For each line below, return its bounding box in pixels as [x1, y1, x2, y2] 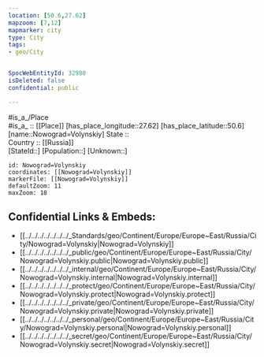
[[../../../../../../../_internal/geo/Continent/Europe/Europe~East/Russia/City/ [19, 265, 257, 274]
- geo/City [8, 48, 44, 56]
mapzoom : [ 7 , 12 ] [8, 19, 61, 27]
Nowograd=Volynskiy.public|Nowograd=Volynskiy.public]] [19, 256, 209, 266]
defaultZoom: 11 [8, 182, 61, 190]
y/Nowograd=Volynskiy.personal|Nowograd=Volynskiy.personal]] [19, 323, 232, 333]
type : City [8, 33, 44, 42]
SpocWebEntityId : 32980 [8, 69, 87, 77]
